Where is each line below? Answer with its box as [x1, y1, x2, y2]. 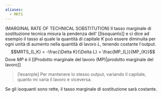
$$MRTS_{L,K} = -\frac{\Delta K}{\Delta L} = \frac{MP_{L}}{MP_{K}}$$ [10, 49, 156, 55]
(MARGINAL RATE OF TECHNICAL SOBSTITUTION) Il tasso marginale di [5, 25, 152, 31]
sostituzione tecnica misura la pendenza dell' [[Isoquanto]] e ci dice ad [5, 31, 150, 36]
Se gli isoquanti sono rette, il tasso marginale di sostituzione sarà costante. [5, 86, 157, 92]
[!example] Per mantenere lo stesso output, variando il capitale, [17, 71, 147, 77]
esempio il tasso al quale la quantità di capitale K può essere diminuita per [5, 35, 156, 42]
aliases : [5, 7, 23, 12]
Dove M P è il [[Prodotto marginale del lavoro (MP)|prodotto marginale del [5, 56, 154, 62]
